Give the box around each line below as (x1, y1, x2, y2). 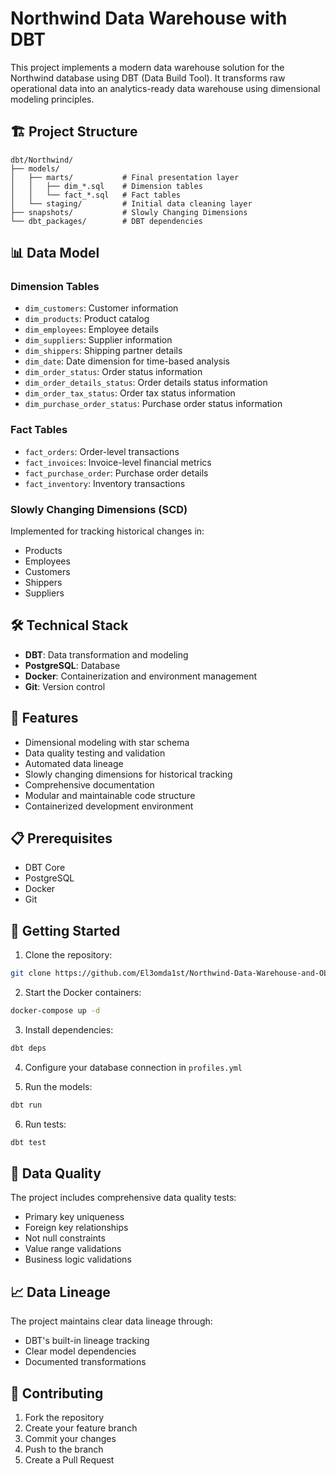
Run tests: (24, 1118, 67, 1130)
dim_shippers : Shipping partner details (24, 345, 183, 357)
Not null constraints (24, 1232, 106, 1244)
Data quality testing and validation (24, 747, 166, 759)
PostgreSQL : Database (24, 659, 121, 671)
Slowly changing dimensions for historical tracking (24, 768, 233, 780)
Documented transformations (24, 1356, 147, 1368)
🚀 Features (10, 710, 79, 727)
